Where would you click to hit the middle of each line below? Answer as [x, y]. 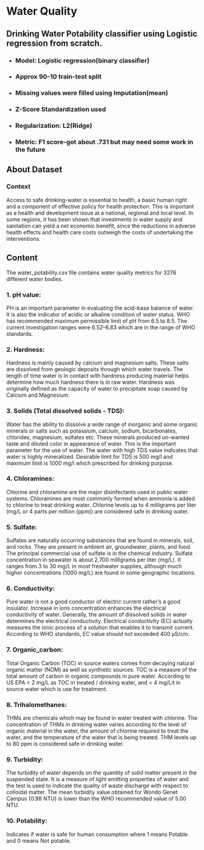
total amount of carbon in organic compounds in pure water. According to [98, 676]
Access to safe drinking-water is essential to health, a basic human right [97, 200]
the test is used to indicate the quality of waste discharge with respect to [97, 786]
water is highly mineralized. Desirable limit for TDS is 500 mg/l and [90, 456]
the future [30, 150]
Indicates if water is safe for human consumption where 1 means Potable [97, 834]
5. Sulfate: [22, 527]
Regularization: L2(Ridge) [54, 126]
